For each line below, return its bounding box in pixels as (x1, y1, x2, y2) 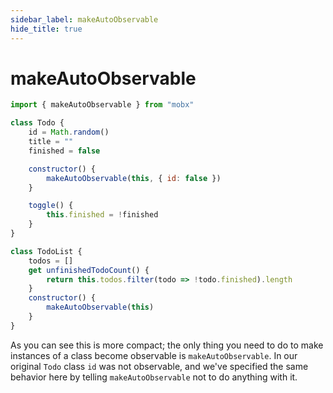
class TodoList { (10, 246, 83, 256)
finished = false (28, 146, 101, 156)
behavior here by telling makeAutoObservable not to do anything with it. (10, 371, 298, 383)
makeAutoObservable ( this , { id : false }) (46, 173, 222, 183)
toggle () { (28, 201, 74, 211)
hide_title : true (10, 24, 83, 34)
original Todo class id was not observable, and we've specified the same (10, 360, 309, 372)
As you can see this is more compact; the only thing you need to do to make (10, 339, 324, 351)
